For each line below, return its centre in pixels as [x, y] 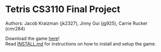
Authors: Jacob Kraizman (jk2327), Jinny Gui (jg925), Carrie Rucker [76, 23]
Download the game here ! [32, 38]
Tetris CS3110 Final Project [63, 9]
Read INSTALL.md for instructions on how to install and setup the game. [81, 43]
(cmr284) [15, 28]
